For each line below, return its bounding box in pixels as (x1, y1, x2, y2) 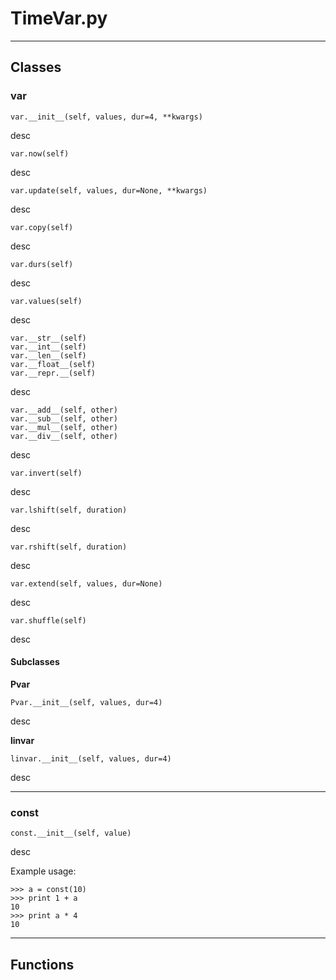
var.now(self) (10, 148, 70, 159)
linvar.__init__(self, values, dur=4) (10, 753, 172, 764)
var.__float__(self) (10, 359, 97, 369)
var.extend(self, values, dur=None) (10, 578, 163, 589)
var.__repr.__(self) (10, 368, 97, 378)
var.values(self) (10, 296, 83, 306)
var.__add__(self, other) (10, 405, 118, 415)
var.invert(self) (10, 468, 83, 478)
